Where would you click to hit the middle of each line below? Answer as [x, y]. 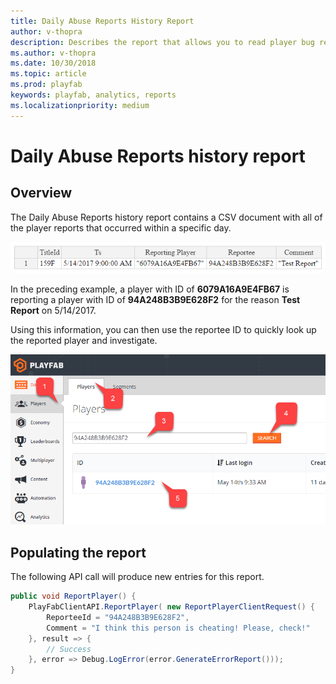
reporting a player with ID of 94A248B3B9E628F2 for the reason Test [155, 300]
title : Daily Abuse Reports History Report [102, 21]
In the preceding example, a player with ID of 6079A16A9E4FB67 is [150, 289]
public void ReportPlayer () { [73, 596]
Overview [41, 193]
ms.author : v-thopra [53, 53]
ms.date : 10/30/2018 [53, 63]
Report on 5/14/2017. [53, 311]
